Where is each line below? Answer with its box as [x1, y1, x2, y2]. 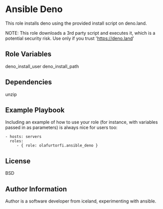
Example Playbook [5, 106, 65, 114]
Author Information [5, 185, 67, 193]
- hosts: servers [5, 134, 42, 140]
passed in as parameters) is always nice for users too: [5, 124, 118, 130]
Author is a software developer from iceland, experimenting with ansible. [5, 198, 156, 204]
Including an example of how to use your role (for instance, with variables [5, 119, 158, 125]
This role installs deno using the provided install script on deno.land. [5, 20, 147, 26]
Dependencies [5, 78, 52, 87]
